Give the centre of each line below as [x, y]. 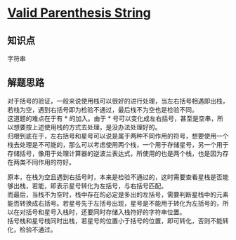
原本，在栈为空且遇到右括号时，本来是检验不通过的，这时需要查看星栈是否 [115, 177]
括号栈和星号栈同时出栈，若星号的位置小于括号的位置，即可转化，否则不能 [115, 220]
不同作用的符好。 [50, 162]
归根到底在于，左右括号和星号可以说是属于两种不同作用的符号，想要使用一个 [118, 136]
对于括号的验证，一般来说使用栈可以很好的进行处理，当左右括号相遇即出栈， [118, 101]
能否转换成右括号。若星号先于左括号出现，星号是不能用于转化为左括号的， [115, 203]
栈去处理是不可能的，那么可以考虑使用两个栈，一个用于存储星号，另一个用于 [118, 144]
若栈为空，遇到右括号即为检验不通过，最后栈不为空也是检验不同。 [103, 109]
